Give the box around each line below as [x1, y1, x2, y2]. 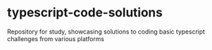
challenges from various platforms [7, 34, 105, 42]
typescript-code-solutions [7, 5, 163, 21]
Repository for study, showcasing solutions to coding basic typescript [7, 27, 205, 36]
